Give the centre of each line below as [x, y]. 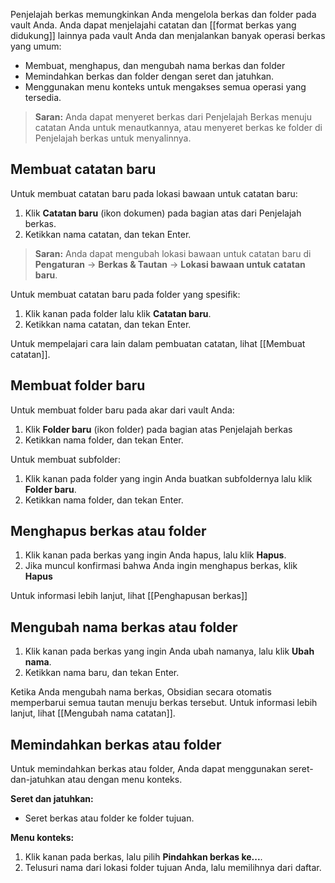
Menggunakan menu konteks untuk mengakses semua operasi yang [165, 87]
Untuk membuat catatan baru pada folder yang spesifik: [125, 294]
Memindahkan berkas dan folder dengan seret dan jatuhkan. [149, 76]
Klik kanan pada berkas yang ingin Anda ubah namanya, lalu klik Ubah [169, 651]
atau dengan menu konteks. [125, 780]
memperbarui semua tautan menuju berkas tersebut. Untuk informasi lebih [164, 703]
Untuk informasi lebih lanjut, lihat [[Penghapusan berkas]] [129, 596]
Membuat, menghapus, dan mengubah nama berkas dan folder [155, 65]
